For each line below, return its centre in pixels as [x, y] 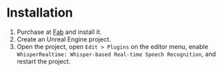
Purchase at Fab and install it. [59, 32]
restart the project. [44, 61]
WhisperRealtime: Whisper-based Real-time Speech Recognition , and [116, 54]
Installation [40, 13]
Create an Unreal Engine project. [64, 39]
